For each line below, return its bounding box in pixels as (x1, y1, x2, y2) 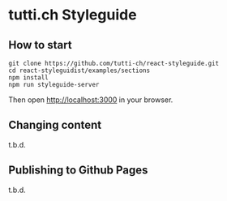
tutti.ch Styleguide (8, 6, 137, 24)
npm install (8, 74, 49, 82)
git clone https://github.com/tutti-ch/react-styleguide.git (8, 59, 220, 67)
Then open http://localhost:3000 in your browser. (8, 95, 173, 105)
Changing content (8, 118, 102, 132)
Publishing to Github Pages (8, 164, 148, 177)
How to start (8, 38, 72, 52)
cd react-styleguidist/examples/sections (8, 66, 151, 75)
